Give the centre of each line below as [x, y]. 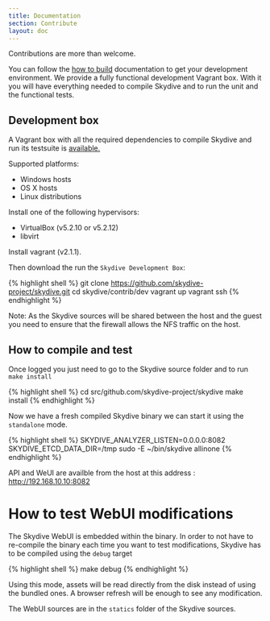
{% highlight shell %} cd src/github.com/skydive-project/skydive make [126, 392]
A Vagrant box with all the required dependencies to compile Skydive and [130, 140]
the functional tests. [42, 95]
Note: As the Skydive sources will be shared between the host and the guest [135, 316]
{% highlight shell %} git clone [59, 284]
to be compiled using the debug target [71, 553]
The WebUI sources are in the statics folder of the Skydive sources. [122, 608]
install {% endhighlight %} [52, 400]
